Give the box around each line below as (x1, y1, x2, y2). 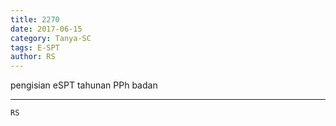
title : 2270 (10, 14, 60, 25)
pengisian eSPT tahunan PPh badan (10, 79, 158, 91)
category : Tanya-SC (10, 33, 92, 43)
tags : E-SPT (10, 42, 60, 53)
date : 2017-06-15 (10, 24, 83, 34)
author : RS (10, 52, 56, 62)
